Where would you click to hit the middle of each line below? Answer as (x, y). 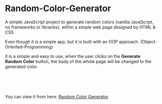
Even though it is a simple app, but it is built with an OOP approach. (72, 41)
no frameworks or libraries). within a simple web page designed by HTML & (81, 27)
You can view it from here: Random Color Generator (57, 96)
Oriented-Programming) (29, 47)
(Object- (149, 41)
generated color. (22, 67)
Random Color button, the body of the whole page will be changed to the (78, 61)
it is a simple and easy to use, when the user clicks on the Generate (73, 56)
